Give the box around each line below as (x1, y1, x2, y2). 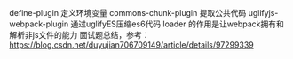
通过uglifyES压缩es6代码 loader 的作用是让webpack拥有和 (70, 18, 284, 29)
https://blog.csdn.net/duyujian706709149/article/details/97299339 (9, 40, 255, 50)
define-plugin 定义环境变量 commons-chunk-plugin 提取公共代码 (9, 8, 247, 18)
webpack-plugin (9, 18, 69, 29)
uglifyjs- (248, 8, 279, 18)
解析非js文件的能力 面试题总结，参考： (9, 30, 150, 40)
